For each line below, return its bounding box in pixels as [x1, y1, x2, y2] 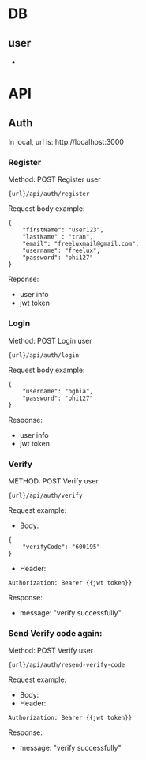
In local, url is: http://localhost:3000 [8, 137, 125, 146]
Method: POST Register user [8, 175, 101, 184]
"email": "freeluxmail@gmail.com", [22, 240, 140, 248]
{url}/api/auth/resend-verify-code [8, 661, 125, 669]
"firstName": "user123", [22, 226, 104, 234]
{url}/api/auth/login [8, 351, 80, 359]
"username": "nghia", [22, 387, 93, 395]
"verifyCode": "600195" [22, 543, 101, 551]
